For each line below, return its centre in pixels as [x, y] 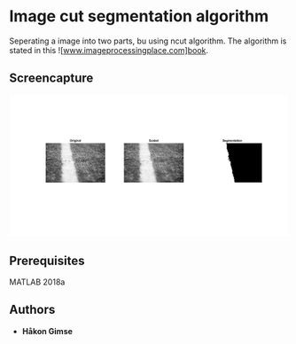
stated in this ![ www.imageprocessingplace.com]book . [109, 50]
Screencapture [51, 78]
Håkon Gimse [47, 331]
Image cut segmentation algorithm [139, 16]
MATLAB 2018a [37, 282]
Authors [32, 310]
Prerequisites [47, 260]
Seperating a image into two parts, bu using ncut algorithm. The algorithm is [148, 41]
